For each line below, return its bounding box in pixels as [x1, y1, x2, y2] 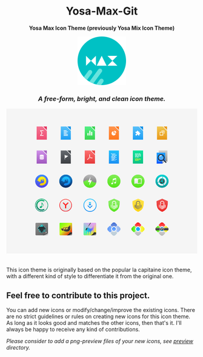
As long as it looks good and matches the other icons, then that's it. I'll [6, 319, 182, 327]
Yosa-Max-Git [65, 4, 138, 18]
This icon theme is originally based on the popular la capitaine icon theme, [6, 266, 192, 274]
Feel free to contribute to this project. [6, 290, 150, 301]
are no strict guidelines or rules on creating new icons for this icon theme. [6, 313, 191, 320]
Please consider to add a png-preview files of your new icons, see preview [6, 338, 194, 345]
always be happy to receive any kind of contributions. [6, 326, 141, 333]
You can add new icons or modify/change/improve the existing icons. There [6, 307, 196, 314]
